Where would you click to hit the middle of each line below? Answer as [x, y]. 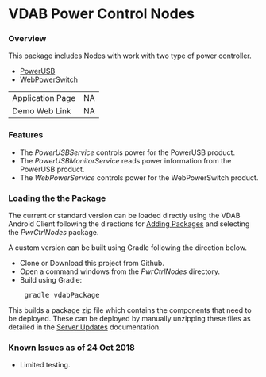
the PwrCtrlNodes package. [54, 233]
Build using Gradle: [51, 280]
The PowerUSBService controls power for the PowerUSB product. [127, 152]
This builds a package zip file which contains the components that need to [130, 310]
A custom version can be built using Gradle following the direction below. [128, 248]
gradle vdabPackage [62, 295]
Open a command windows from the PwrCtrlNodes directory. [120, 271]
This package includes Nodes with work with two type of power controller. [130, 56]
